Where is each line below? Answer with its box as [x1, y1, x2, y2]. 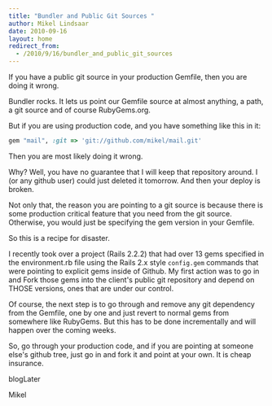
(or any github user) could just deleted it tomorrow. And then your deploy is [8, 176, 261, 186]
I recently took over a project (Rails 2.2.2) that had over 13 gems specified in [8, 249, 265, 259]
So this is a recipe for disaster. [8, 233, 110, 242]
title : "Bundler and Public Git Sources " [8, 11, 155, 20]
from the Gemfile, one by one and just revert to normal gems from [8, 308, 230, 317]
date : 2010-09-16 [8, 27, 68, 35]
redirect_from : [8, 42, 60, 50]
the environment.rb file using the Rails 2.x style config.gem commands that [8, 257, 259, 267]
